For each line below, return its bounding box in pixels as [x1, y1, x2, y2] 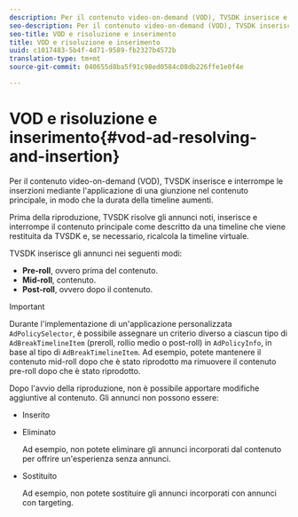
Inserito [21, 410, 51, 420]
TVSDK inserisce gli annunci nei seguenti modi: [9, 248, 183, 258]
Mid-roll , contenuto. [21, 274, 97, 285]
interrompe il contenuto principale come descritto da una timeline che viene [9, 221, 286, 232]
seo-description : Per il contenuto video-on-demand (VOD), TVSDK [9, 21, 255, 30]
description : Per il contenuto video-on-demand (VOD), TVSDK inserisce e [9, 12, 288, 22]
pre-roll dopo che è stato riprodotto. [9, 365, 141, 376]
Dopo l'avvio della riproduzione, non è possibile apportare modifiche [9, 383, 260, 394]
